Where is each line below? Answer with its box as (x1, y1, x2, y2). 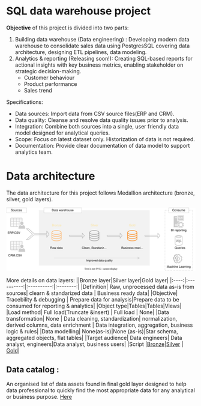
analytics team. (14, 148, 53, 156)
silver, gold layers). (6, 195, 53, 202)
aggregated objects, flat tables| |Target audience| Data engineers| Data (6, 335, 182, 342)
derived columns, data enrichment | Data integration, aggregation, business (6, 321, 193, 329)
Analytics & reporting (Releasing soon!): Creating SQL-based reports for (14, 55, 193, 62)
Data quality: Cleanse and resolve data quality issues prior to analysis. (14, 116, 188, 124)
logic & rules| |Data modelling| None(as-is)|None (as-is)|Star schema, (6, 328, 178, 335)
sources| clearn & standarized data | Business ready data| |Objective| (6, 289, 178, 297)
